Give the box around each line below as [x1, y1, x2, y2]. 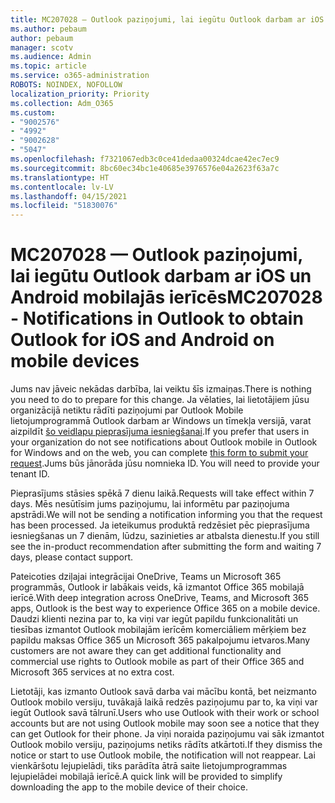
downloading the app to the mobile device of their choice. [10, 781, 248, 793]
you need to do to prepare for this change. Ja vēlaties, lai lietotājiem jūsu [10, 394, 310, 406]
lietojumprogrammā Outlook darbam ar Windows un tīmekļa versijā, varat [10, 415, 312, 427]
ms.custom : [10, 107, 56, 118]
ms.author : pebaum [10, 24, 87, 34]
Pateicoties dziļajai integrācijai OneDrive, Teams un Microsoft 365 [10, 571, 282, 583]
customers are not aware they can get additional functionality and [10, 645, 282, 657]
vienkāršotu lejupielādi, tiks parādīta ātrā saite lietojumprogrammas [10, 760, 288, 772]
